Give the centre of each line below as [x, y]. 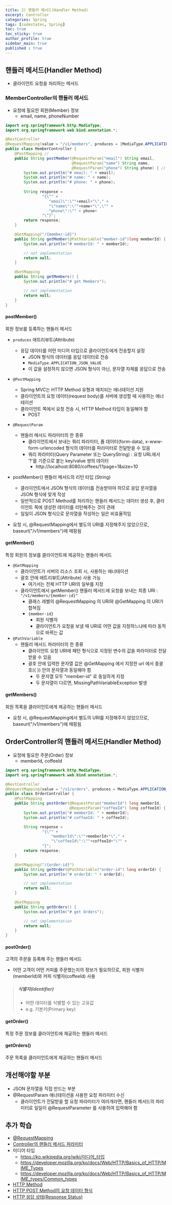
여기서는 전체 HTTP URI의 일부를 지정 [66, 584]
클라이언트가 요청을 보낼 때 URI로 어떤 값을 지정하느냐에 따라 [96, 626]
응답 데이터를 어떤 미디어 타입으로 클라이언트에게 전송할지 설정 [82, 350]
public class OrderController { [40, 794]
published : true [24, 48]
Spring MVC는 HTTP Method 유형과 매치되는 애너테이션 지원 [82, 390]
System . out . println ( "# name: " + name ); [67, 177]
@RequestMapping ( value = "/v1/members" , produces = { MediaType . [75, 144]
